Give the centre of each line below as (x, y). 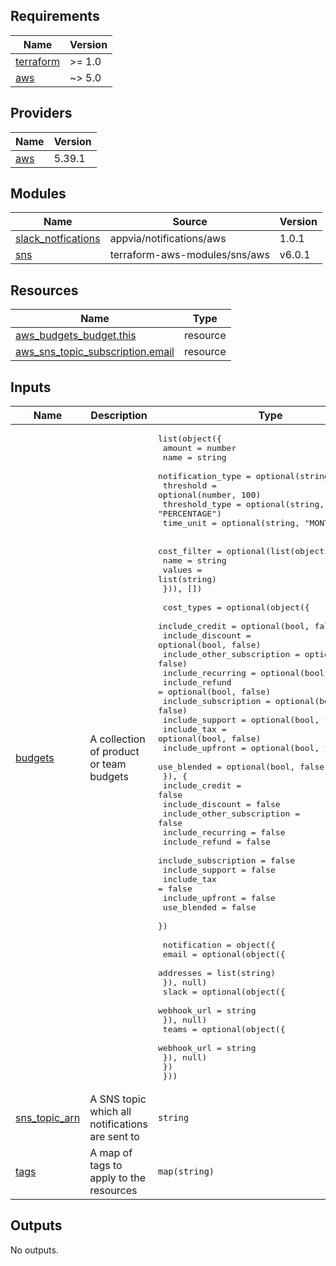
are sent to (114, 1137)
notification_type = (204, 476)
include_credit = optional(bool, (233, 626)
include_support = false (219, 870)
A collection (117, 739)
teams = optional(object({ (224, 1029)
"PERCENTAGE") (189, 514)
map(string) (186, 1172)
